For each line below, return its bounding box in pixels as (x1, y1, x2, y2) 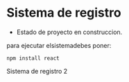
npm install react (6, 54, 60, 62)
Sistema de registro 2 (6, 67, 68, 75)
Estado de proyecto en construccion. (16, 28, 123, 36)
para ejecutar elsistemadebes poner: (6, 41, 112, 49)
